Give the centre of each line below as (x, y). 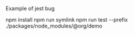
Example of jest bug (30, 8)
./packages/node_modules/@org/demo (54, 26)
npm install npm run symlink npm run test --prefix (67, 20)
